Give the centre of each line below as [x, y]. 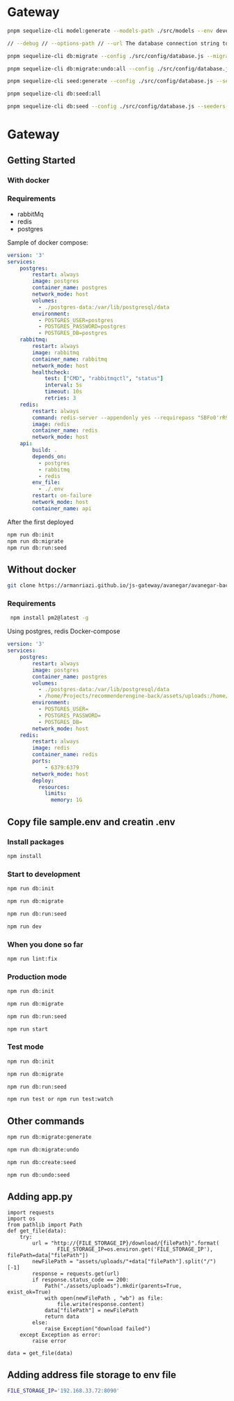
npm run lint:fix [32, 959]
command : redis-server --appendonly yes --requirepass [114, 418]
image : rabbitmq [56, 353]
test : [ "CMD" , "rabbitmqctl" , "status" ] [104, 379]
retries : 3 [60, 398]
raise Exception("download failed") [97, 1329]
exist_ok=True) [29, 1292]
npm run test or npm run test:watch [60, 1099]
